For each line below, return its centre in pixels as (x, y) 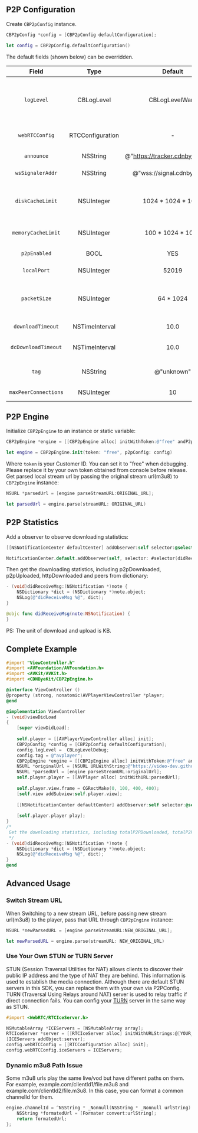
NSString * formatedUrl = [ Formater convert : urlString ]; (87, 1114)
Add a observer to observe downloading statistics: (67, 536)
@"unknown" (173, 372)
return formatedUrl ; (42, 1119)
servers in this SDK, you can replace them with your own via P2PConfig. (94, 988)
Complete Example (42, 649)
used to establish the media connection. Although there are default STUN (95, 981)
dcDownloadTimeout (37, 347)
